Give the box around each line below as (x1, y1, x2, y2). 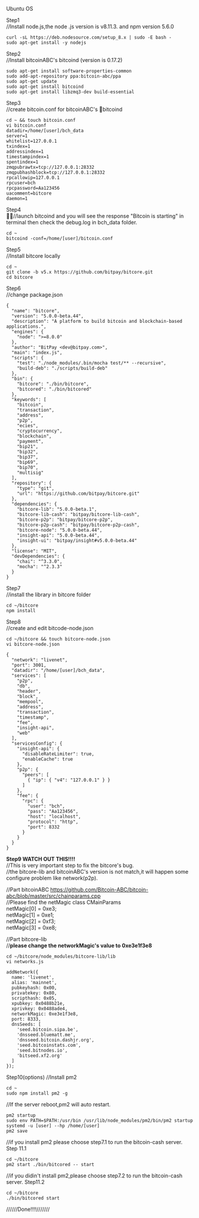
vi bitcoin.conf (6, 122, 46, 128)
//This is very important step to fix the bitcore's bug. (6, 862, 134, 869)
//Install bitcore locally (6, 252, 61, 259)
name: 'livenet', (11, 975, 55, 980)
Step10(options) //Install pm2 (6, 1074, 77, 1081)
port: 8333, (11, 1016, 42, 1022)
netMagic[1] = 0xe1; (6, 911, 55, 918)
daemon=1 (6, 196, 28, 202)
